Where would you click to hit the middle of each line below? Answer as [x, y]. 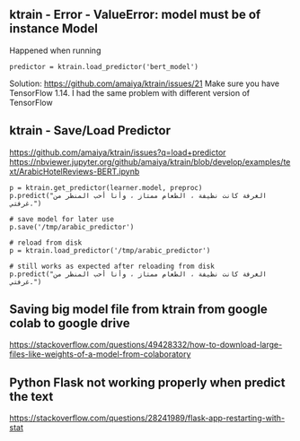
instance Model [54, 29]
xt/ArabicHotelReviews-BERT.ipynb [75, 171]
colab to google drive [70, 323]
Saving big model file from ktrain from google [138, 310]
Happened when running [55, 50]
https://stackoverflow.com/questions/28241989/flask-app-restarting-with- [147, 418]
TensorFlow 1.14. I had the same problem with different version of [129, 92]
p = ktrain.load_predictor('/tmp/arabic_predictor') [110, 250]
